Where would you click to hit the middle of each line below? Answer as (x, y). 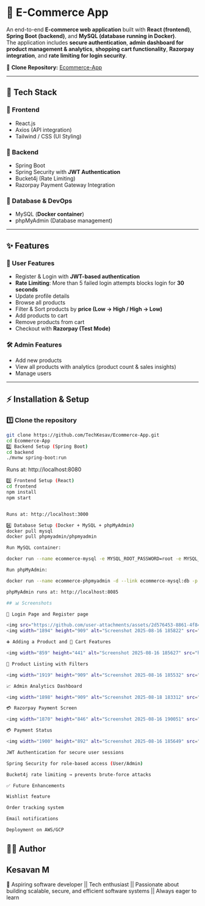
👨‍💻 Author (26, 849)
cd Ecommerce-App (28, 440)
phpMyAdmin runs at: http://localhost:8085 (63, 592)
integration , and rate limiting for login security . (67, 55)
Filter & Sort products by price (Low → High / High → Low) (89, 309)
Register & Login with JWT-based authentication (77, 276)
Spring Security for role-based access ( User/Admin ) (75, 763)
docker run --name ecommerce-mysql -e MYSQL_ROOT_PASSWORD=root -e (94, 559)
